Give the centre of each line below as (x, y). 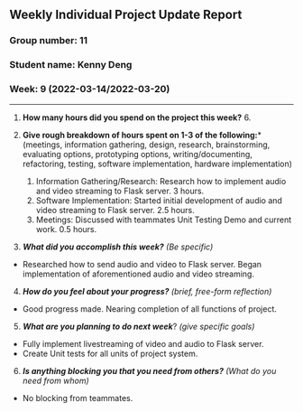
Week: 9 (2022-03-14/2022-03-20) (90, 89)
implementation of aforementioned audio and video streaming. (138, 274)
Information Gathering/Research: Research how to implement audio (161, 181)
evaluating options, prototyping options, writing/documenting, (137, 154)
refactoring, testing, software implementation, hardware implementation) (157, 164)
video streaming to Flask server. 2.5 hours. (115, 210)
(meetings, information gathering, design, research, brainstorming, (146, 145)
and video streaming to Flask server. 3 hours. (120, 191)
